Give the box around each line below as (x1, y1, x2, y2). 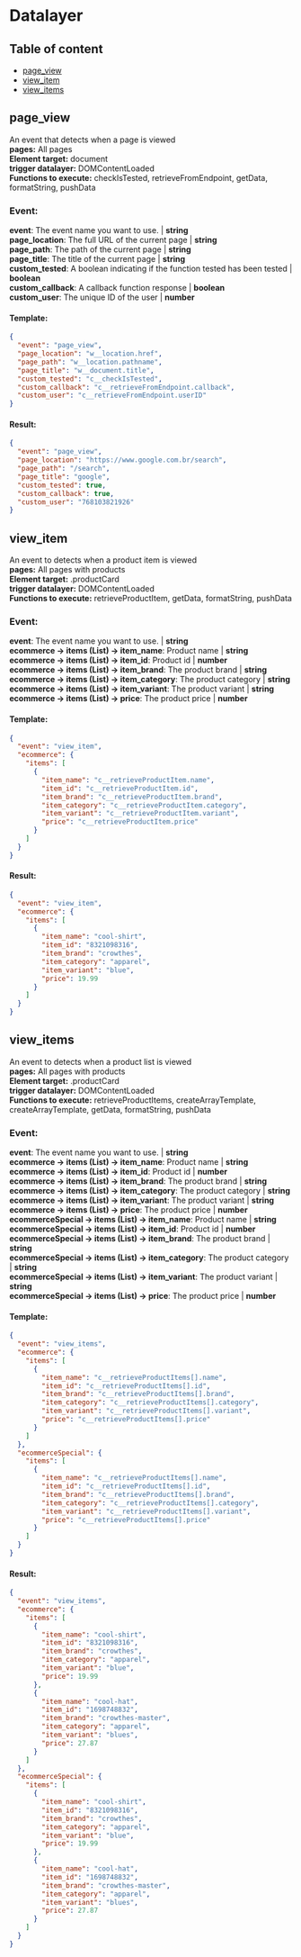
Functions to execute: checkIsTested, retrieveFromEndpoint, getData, (9, 172, 268, 183)
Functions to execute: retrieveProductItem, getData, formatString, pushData (9, 593, 292, 604)
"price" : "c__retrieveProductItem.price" (41, 817, 199, 826)
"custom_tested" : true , (17, 481, 106, 490)
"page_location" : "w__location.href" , (17, 349, 164, 358)
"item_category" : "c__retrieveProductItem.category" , (41, 800, 247, 810)
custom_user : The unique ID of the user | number (9, 292, 195, 302)
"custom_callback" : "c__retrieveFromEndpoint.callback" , (17, 383, 235, 392)
